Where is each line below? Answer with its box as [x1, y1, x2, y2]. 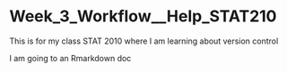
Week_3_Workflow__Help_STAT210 [9, 6, 277, 27]
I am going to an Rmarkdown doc [9, 52, 132, 63]
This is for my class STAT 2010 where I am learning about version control [9, 36, 279, 46]
